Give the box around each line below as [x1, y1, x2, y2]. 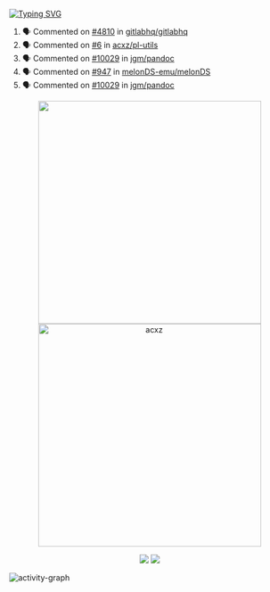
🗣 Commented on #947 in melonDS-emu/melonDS [21, 67, 211, 77]
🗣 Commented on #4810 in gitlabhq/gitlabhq [21, 27, 189, 37]
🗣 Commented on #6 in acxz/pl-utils [21, 40, 159, 50]
